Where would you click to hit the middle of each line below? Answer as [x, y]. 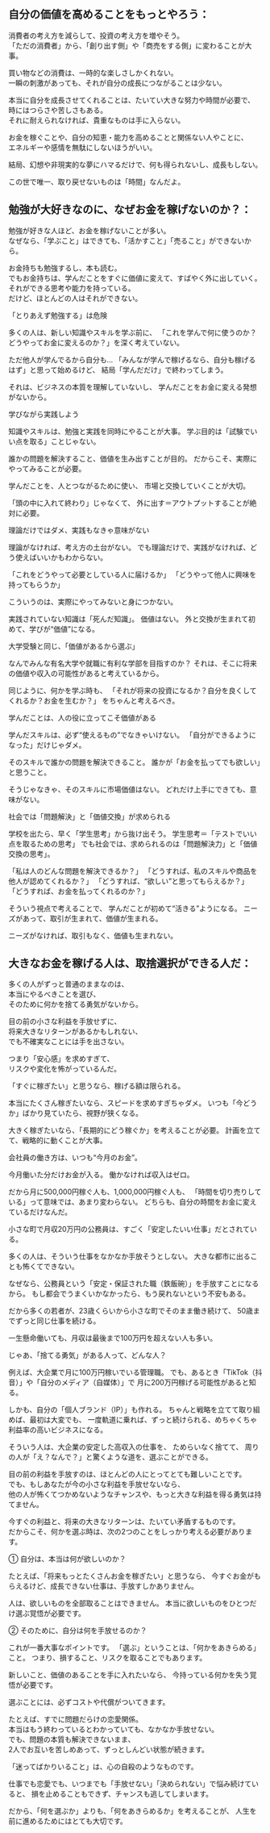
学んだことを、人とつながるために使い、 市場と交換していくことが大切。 [129, 486]
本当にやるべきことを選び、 [54, 994]
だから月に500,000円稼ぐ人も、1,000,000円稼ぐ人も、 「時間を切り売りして [135, 1192]
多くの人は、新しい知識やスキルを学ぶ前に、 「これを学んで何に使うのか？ [133, 332]
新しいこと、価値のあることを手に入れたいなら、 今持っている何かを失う [129, 1675]
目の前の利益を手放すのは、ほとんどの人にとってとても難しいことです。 [127, 1474]
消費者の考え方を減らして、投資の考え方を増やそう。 [96, 35]
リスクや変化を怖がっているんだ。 [64, 1069]
